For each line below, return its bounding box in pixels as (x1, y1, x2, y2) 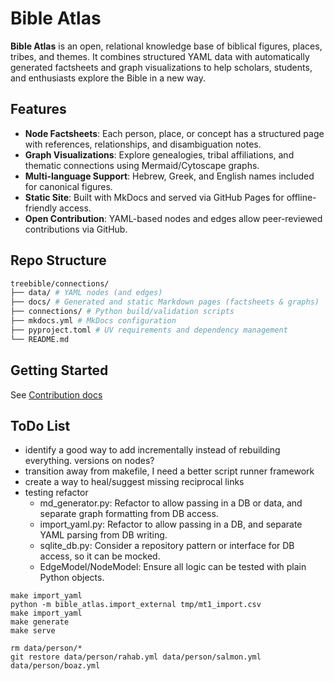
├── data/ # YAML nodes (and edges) (10, 288, 163, 298)
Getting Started (10, 362, 109, 379)
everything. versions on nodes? (24, 455, 155, 467)
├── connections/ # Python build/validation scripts (10, 307, 235, 317)
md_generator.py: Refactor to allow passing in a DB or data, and (39, 497, 303, 509)
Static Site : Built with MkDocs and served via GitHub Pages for (24, 191, 285, 203)
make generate (10, 617, 70, 627)
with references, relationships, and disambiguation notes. (24, 138, 262, 150)
